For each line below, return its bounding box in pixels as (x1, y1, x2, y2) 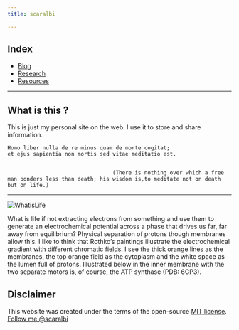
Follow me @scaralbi (7, 314, 69, 324)
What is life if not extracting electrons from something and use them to (7, 215, 215, 223)
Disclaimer (7, 288, 56, 300)
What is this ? (7, 104, 69, 116)
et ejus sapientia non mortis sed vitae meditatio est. (7, 151, 176, 158)
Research (17, 69, 46, 78)
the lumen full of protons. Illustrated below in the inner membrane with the (7, 260, 225, 269)
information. (7, 131, 43, 139)
